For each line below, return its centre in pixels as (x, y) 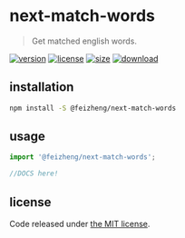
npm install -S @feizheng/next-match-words (93, 108)
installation (42, 87)
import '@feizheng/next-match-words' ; (83, 157)
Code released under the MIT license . (80, 224)
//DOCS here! (34, 174)
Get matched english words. (84, 41)
